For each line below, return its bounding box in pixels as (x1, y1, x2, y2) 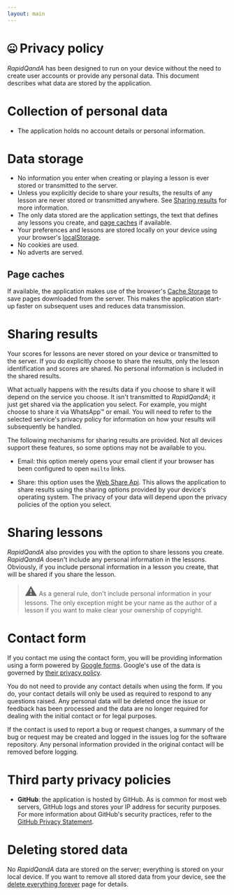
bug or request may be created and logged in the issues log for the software (7, 733, 227, 741)
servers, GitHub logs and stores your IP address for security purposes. (17, 803, 221, 811)
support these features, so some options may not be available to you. (7, 443, 207, 452)
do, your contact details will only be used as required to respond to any (7, 689, 212, 698)
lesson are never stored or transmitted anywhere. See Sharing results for (17, 196, 227, 205)
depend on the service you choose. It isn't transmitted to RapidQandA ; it (7, 393, 216, 401)
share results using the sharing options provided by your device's (17, 485, 206, 494)
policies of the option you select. (17, 501, 112, 509)
